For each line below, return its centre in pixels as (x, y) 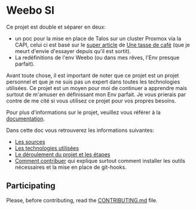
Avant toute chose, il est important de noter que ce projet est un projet (93, 75)
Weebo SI (30, 10)
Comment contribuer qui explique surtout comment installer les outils (100, 160)
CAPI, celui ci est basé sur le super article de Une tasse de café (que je (102, 45)
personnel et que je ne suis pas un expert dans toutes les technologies (93, 82)
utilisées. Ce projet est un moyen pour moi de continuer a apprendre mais (97, 88)
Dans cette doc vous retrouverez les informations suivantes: (80, 130)
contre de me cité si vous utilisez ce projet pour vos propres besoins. (91, 101)
